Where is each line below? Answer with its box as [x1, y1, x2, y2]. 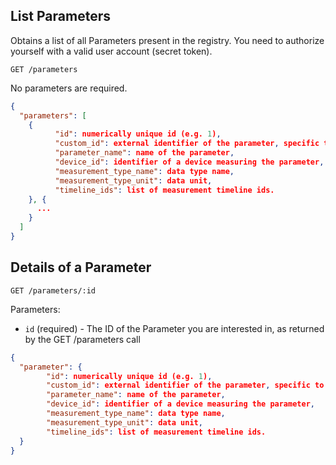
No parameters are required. [10, 82, 128, 94]
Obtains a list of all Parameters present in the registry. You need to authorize [10, 34, 325, 46]
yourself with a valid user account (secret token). [10, 45, 213, 57]
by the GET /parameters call [24, 333, 141, 345]
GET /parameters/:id [10, 285, 97, 296]
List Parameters [10, 8, 111, 25]
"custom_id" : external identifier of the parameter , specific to [46, 380, 325, 391]
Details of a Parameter [10, 259, 152, 276]
